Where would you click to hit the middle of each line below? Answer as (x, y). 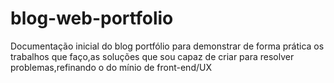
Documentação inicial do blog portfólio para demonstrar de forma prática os (167, 46)
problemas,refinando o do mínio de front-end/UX (111, 67)
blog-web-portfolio (92, 18)
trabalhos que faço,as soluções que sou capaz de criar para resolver (152, 56)
